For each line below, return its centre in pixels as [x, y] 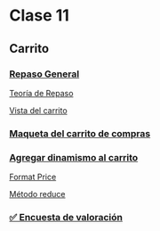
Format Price [33, 177]
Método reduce [37, 194]
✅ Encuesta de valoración [66, 218]
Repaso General [44, 74]
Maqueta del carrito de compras [80, 133]
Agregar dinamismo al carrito [74, 157]
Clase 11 [39, 16]
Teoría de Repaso [41, 93]
